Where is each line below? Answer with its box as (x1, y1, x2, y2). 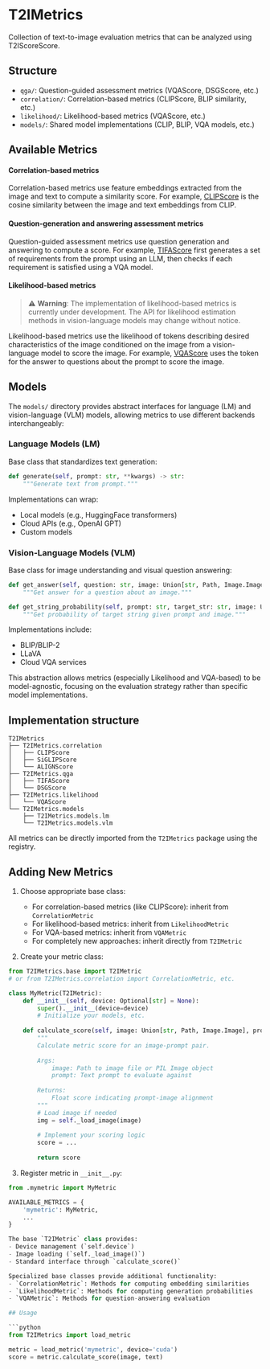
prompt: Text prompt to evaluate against (51, 1072, 193, 1080)
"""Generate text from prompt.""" (22, 480, 138, 488)
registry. (8, 842, 36, 851)
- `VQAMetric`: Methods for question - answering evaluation (8, 1294, 211, 1303)
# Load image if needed (37, 1109, 117, 1117)
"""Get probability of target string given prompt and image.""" (22, 610, 247, 618)
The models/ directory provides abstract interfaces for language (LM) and (8, 401, 252, 411)
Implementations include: (8, 625, 92, 634)
